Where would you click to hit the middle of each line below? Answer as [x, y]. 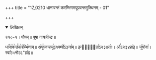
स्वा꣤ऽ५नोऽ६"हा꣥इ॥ [19, 53]
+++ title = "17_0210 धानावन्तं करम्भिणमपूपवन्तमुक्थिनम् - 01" [57, 8]
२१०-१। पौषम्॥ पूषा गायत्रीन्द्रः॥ [31, 37]
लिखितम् [16, 27]
